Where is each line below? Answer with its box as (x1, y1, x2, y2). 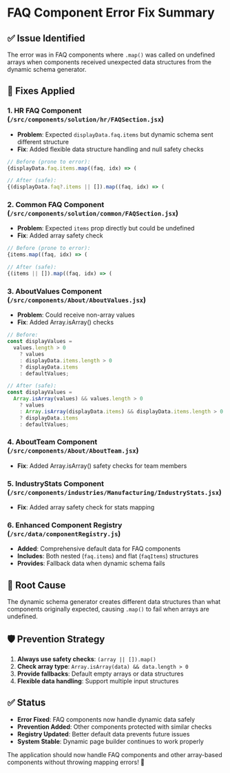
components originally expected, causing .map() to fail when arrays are (7, 605, 210, 614)
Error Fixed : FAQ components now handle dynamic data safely (17, 715, 195, 723)
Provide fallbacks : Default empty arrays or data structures (17, 669, 184, 678)
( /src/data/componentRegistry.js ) (7, 529, 121, 539)
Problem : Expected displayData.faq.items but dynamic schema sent (17, 130, 213, 139)
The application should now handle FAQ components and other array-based (7, 750, 222, 759)
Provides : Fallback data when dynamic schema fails (17, 559, 165, 567)
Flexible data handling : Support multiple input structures (17, 677, 179, 685)
